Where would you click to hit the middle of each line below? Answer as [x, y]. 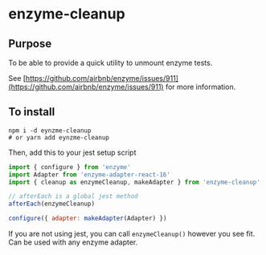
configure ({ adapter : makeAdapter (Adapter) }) [88, 219]
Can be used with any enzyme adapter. [73, 242]
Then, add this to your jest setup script [72, 152]
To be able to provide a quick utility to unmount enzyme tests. [110, 63]
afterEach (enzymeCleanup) [51, 204]
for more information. [201, 87]
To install [32, 112]
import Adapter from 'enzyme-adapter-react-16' [90, 174]
